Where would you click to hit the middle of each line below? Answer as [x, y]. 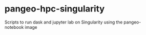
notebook [14, 27]
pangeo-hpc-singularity [55, 9]
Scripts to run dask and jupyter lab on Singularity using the [64, 22]
